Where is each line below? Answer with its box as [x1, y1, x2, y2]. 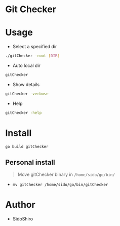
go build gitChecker [5, 144, 49, 149]
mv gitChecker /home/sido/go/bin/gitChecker [12, 182, 108, 187]
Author [5, 199, 35, 211]
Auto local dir [12, 62, 41, 68]
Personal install [5, 158, 55, 167]
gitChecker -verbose [5, 91, 49, 96]
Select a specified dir [12, 44, 57, 50]
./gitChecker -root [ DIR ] [5, 53, 60, 59]
